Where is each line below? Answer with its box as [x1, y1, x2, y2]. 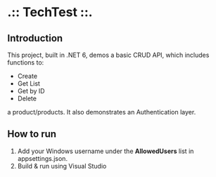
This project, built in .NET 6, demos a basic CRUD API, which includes [7, 51, 210, 59]
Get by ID [17, 87, 45, 95]
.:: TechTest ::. [7, 4, 93, 20]
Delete [17, 94, 37, 103]
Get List [17, 79, 41, 88]
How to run [7, 128, 57, 140]
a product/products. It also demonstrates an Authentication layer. [7, 108, 196, 116]
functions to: [7, 58, 44, 67]
